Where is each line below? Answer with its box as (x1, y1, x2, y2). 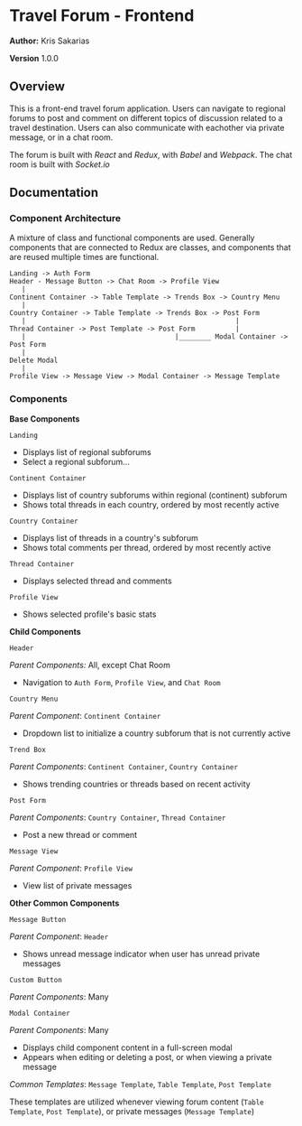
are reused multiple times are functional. (9, 252, 160, 263)
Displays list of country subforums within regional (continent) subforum (22, 489, 288, 500)
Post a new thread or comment (22, 829, 138, 840)
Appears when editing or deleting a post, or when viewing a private (22, 1051, 272, 1062)
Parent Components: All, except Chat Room (9, 659, 171, 670)
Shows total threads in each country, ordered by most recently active (22, 498, 279, 510)
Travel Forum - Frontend (9, 5, 195, 26)
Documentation (9, 185, 99, 200)
